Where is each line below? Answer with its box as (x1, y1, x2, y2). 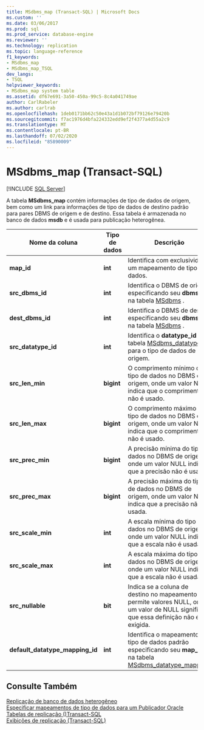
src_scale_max (9, 561, 53, 570)
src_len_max (9, 419, 47, 428)
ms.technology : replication (6, 43, 78, 49)
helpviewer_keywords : (6, 83, 61, 89)
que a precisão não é (127, 467, 188, 476)
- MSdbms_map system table (6, 88, 75, 94)
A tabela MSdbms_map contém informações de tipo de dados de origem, (6, 197, 191, 204)
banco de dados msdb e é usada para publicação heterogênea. (6, 216, 166, 223)
